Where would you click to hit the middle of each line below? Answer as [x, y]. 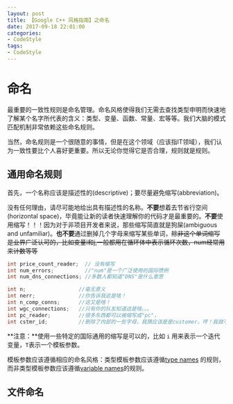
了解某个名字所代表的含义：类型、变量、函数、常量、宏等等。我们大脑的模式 [116, 118]
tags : [15, 46]
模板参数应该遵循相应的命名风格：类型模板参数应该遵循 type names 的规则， [116, 359]
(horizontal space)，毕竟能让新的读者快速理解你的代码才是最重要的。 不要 [112, 216]
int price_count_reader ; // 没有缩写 [61, 264]
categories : [24, 33]
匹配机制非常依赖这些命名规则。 [53, 127]
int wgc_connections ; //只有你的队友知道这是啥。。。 [80, 309]
